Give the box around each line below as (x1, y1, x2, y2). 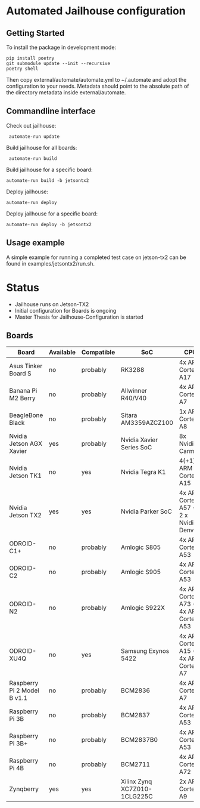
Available (48, 348, 76, 356)
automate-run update (8, 133, 60, 140)
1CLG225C (121, 792, 153, 801)
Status (6, 280, 40, 294)
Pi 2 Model (9, 686, 40, 695)
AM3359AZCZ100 (121, 419, 174, 427)
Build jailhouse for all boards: (6, 144, 77, 151)
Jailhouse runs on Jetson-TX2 (14, 300, 89, 308)
